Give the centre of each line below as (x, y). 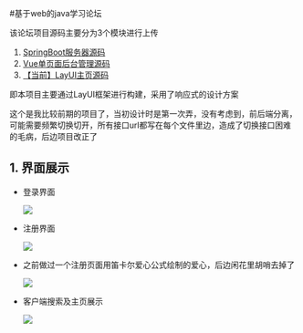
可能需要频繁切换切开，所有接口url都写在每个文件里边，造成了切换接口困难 (151, 125)
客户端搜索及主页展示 (63, 301)
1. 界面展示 (40, 168)
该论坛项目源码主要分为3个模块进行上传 (84, 33)
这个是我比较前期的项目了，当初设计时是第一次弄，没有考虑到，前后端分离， (153, 114)
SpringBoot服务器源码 (64, 52)
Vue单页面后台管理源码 (66, 63)
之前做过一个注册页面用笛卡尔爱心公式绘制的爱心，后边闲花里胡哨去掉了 (158, 265)
